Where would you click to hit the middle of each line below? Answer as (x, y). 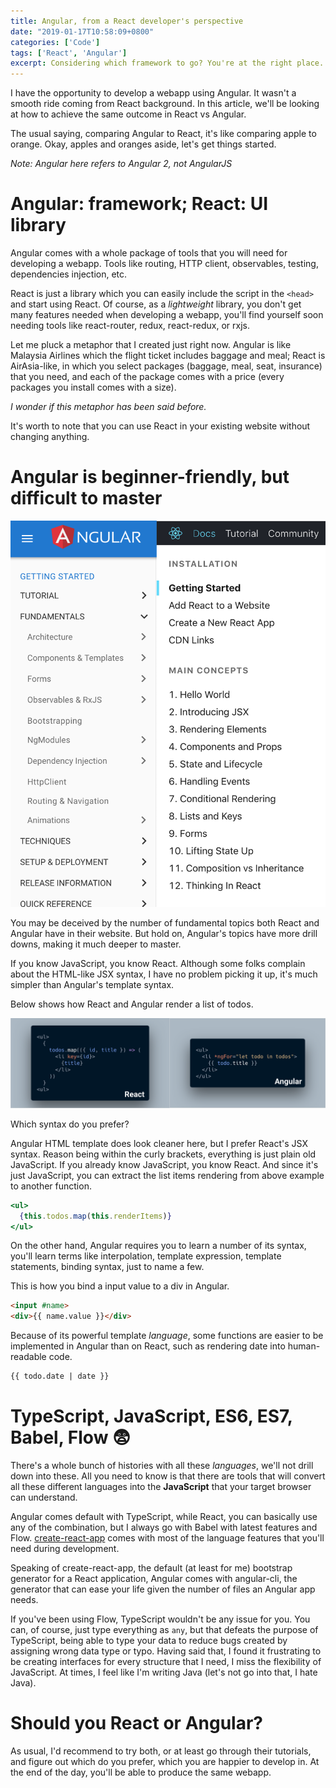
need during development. (65, 1548)
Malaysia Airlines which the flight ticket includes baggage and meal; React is (168, 356)
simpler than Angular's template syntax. (92, 985)
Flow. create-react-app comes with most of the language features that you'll (167, 1537)
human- (304, 1346)
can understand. (44, 1497)
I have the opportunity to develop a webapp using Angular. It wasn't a (153, 93)
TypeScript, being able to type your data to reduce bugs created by (149, 1640)
